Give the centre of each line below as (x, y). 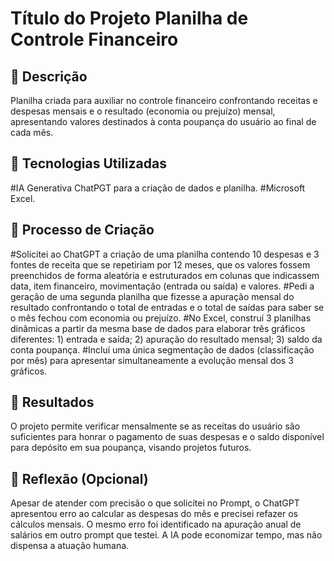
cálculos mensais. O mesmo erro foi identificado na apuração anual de (156, 524)
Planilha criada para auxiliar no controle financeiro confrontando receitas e (164, 100)
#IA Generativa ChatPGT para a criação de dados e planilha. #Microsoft (158, 188)
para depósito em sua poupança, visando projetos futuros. (131, 448)
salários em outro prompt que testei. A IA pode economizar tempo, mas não (166, 535)
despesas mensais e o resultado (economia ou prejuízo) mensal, (143, 111)
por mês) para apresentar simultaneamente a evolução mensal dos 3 (152, 360)
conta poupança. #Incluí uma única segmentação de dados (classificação (162, 349)
